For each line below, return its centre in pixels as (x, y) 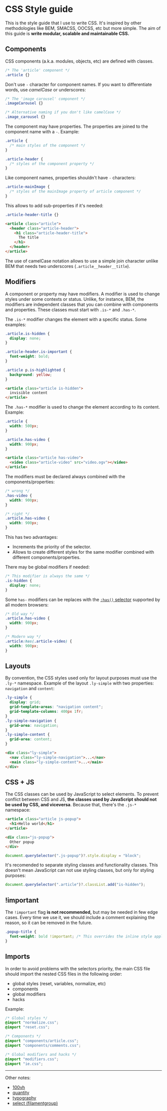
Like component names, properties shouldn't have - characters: (70, 178)
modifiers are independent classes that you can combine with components (82, 304)
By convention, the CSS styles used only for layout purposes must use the (81, 678)
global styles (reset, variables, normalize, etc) (59, 983)
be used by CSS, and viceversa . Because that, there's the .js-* (71, 805)
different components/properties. (46, 557)
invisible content (29, 393)
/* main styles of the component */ (47, 145)
